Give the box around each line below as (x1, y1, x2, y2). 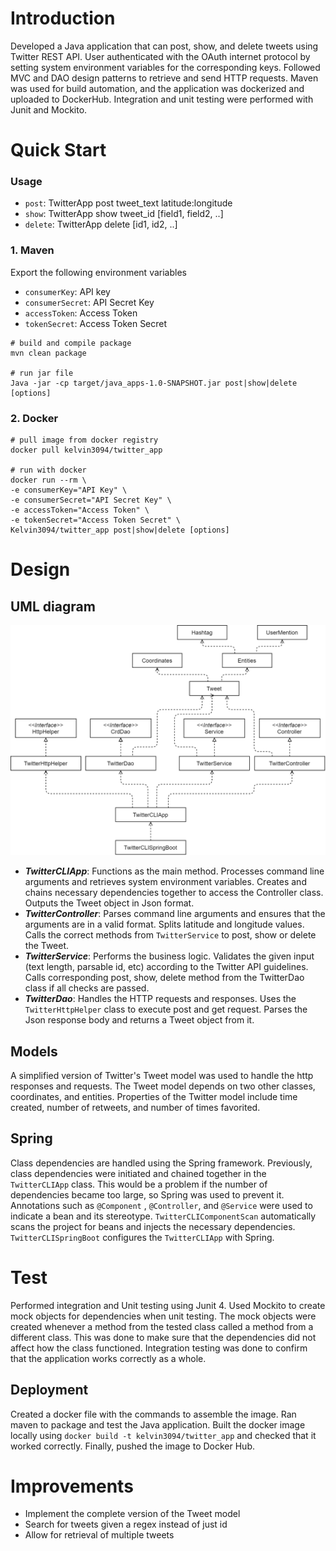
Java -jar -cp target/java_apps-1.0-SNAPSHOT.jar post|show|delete (10, 378, 298, 388)
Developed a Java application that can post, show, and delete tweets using (10, 40, 319, 52)
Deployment (10, 1382, 89, 1399)
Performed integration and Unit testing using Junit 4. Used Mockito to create (10, 1299, 326, 1311)
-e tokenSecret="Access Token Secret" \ (10, 515, 182, 526)
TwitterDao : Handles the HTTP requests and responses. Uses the (24, 993, 297, 1005)
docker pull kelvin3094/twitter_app (10, 445, 163, 456)
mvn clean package (10, 348, 87, 358)
